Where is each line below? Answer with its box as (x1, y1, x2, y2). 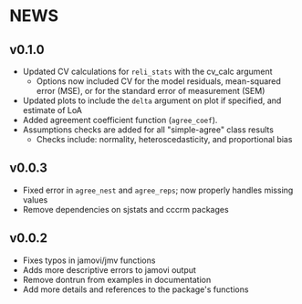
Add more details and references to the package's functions (22, 284, 249, 295)
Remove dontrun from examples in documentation (22, 274, 212, 285)
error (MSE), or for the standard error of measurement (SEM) (36, 86, 266, 96)
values (22, 194, 48, 205)
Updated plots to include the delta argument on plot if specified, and (22, 95, 282, 106)
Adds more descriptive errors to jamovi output (22, 264, 196, 275)
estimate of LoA (22, 105, 82, 115)
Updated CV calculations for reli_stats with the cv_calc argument (22, 66, 273, 77)
